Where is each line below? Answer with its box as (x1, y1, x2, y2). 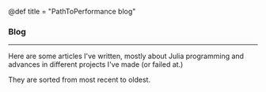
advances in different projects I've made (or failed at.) (8, 60, 184, 69)
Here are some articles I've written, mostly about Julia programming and (8, 51, 244, 61)
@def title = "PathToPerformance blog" (8, 7, 136, 16)
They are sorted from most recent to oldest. (8, 75, 151, 85)
